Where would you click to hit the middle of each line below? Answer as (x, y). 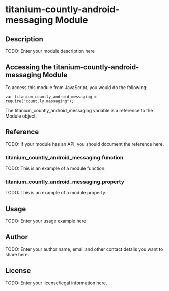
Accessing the (29, 67)
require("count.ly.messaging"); (39, 101)
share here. (17, 254)
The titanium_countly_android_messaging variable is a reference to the (79, 110)
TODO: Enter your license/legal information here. (56, 283)
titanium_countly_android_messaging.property (65, 182)
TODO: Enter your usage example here (46, 221)
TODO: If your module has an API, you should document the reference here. (85, 144)
